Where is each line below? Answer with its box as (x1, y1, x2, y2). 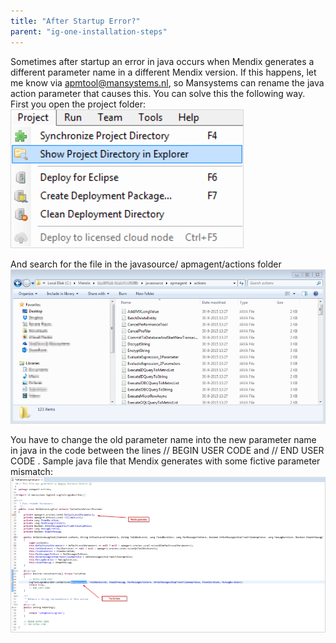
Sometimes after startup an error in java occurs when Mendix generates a (10, 55, 315, 67)
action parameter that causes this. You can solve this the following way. (10, 87, 306, 99)
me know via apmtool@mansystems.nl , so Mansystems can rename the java (10, 76, 325, 89)
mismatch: (10, 466, 53, 478)
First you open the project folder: (10, 98, 147, 110)
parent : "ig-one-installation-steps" (10, 26, 168, 37)
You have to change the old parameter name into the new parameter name (10, 434, 317, 446)
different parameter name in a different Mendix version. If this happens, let (10, 66, 317, 78)
